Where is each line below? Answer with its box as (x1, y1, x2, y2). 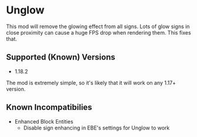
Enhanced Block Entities (14, 118, 74, 125)
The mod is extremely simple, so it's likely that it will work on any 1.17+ (6, 79, 176, 86)
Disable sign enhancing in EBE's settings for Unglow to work (23, 124, 170, 131)
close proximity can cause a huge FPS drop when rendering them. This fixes (6, 29, 191, 36)
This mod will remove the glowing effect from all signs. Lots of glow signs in (6, 23, 190, 30)
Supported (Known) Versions (6, 52, 116, 62)
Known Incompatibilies (6, 102, 92, 112)
